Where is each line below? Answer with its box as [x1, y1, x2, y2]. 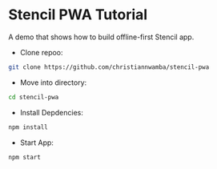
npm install [8, 123, 48, 131]
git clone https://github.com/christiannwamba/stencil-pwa [8, 62, 210, 71]
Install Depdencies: [19, 107, 84, 117]
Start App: [19, 138, 54, 147]
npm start [8, 153, 42, 161]
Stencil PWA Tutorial [8, 6, 148, 24]
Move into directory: [19, 78, 87, 87]
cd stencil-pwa [8, 93, 59, 101]
